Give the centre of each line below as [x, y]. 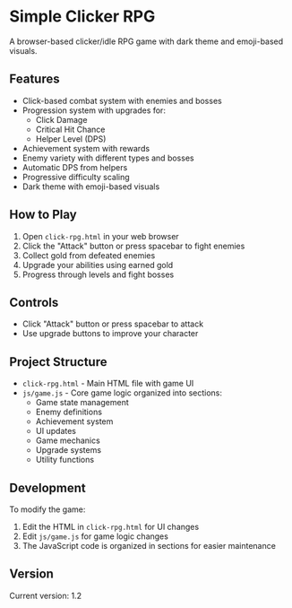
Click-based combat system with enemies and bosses [122, 100]
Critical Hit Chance [70, 129]
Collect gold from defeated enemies [89, 255]
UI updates [56, 431]
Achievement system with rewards [86, 148]
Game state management [82, 403]
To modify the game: [47, 509]
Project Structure [58, 362]
